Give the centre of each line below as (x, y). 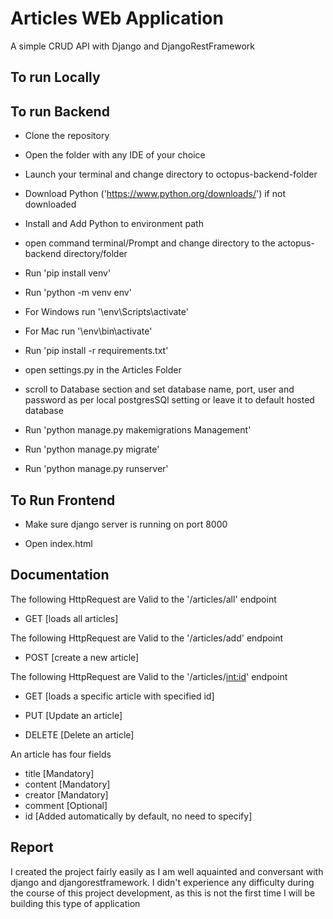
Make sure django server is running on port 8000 (126, 524)
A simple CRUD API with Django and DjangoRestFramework (133, 46)
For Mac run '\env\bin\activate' (88, 331)
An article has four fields (61, 754)
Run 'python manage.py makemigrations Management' (138, 430)
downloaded (50, 204)
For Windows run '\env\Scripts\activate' (106, 312)
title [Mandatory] (59, 773)
